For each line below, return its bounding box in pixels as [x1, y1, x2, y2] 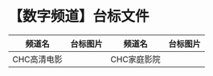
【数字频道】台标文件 [8, 7, 150, 26]
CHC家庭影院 [110, 54, 161, 65]
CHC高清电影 [12, 54, 63, 65]
